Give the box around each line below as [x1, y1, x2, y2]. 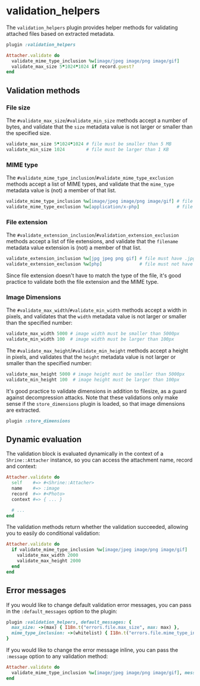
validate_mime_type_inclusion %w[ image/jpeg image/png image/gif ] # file [6, 198, 193, 205]
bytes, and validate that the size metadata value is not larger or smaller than [6, 123, 193, 130]
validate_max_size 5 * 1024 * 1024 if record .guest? [11, 64, 135, 70]
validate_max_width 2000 [17, 552, 79, 559]
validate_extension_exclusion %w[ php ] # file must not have [6, 261, 193, 267]
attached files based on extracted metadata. [6, 30, 115, 37]
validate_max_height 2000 [17, 558, 82, 564]
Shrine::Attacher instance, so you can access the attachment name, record [6, 456, 193, 463]
